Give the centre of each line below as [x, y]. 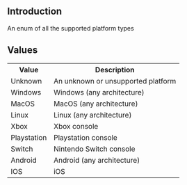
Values [23, 50]
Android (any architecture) [97, 160]
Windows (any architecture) [99, 92]
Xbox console [76, 126]
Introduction [35, 11]
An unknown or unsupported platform [115, 81]
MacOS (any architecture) [96, 104]
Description [115, 70]
